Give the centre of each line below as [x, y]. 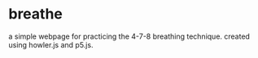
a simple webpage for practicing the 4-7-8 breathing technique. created [129, 36]
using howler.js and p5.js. [51, 44]
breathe [36, 14]
